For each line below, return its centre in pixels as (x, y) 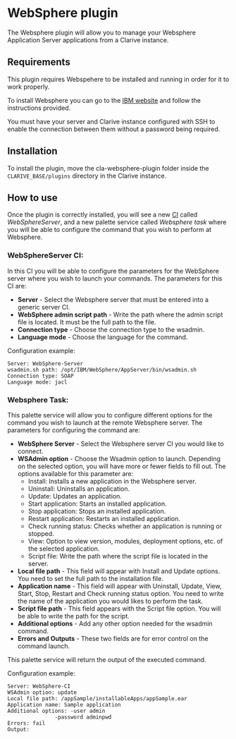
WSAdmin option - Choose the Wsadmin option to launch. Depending (119, 458)
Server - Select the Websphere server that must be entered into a (113, 299)
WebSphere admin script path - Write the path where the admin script (120, 314)
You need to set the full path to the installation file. (90, 578)
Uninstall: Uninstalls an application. (79, 489)
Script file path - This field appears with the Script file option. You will (119, 609)
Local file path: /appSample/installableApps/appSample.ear (98, 698)
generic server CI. (44, 307)
